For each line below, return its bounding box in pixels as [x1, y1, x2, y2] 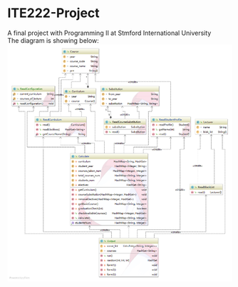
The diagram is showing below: [7, 36, 100, 44]
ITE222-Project [7, 5, 100, 21]
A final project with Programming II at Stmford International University [7, 29, 212, 37]
